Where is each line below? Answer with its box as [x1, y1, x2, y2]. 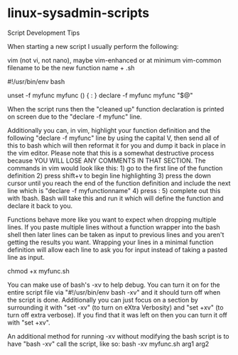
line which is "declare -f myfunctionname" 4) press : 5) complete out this [7, 186, 221, 195]
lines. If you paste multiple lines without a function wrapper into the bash [7, 222, 220, 231]
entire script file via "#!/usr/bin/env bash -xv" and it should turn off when [7, 288, 221, 296]
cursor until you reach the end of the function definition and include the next [7, 179, 231, 187]
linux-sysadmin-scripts [7, 5, 150, 21]
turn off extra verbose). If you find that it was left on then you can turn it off [7, 310, 227, 319]
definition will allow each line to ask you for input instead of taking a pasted [7, 245, 228, 253]
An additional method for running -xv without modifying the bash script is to [7, 332, 229, 340]
